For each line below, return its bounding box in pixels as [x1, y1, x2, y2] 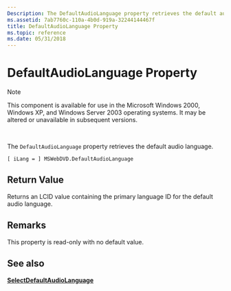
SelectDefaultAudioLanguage [7, 276, 94, 284]
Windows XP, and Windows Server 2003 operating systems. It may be [7, 108, 206, 117]
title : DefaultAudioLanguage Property [7, 23, 118, 30]
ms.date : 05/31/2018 [7, 36, 67, 43]
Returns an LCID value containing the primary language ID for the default [7, 192, 213, 200]
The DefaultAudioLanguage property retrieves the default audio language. [7, 142, 214, 151]
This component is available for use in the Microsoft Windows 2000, [7, 101, 201, 110]
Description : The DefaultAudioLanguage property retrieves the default [7, 10, 217, 17]
